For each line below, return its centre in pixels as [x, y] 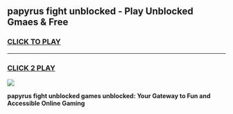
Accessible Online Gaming [46, 103]
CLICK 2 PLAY [31, 68]
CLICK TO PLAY [34, 42]
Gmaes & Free [38, 22]
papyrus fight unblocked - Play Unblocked [101, 11]
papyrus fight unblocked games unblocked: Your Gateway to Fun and [109, 95]
